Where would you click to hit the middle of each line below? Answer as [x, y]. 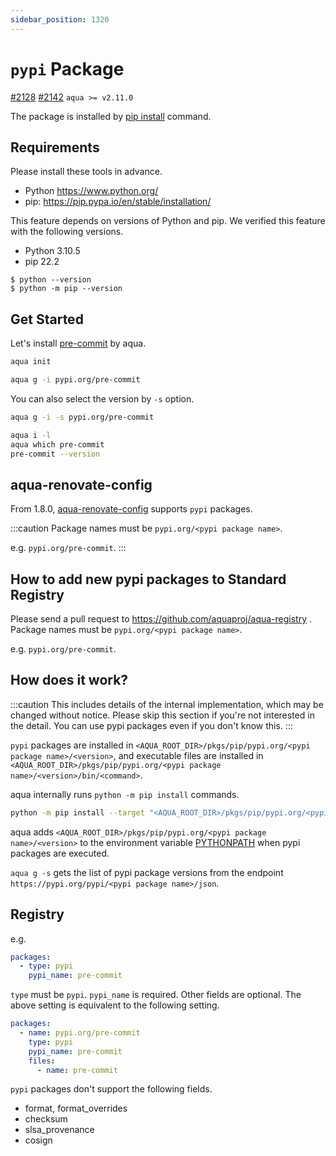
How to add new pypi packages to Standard [148, 579]
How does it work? [69, 680]
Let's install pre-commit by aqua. [78, 343]
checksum [46, 1119]
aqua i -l [31, 435]
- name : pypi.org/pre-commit [80, 1033]
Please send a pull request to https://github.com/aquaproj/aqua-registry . [161, 619]
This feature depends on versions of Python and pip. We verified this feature [168, 221]
